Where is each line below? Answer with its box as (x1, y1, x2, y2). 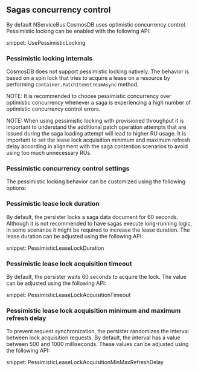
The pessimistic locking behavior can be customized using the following (6, 178, 186, 185)
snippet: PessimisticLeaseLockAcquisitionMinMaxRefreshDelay (6, 359, 164, 366)
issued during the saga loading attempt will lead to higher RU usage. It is (6, 130, 187, 137)
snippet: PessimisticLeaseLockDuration (6, 244, 104, 252)
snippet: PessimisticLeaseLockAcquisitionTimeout (6, 292, 131, 298)
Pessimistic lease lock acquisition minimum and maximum (6, 306, 181, 315)
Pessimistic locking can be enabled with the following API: (6, 27, 151, 34)
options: (6, 184, 27, 192)
